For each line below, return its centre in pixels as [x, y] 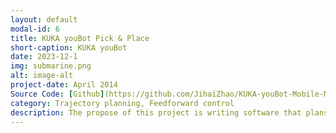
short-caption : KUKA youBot [69, 47]
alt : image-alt [42, 76]
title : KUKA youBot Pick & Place [80, 38]
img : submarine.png [51, 66]
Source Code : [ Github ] [57, 94]
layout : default [44, 19]
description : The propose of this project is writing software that [156, 112]
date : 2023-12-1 [44, 57]
